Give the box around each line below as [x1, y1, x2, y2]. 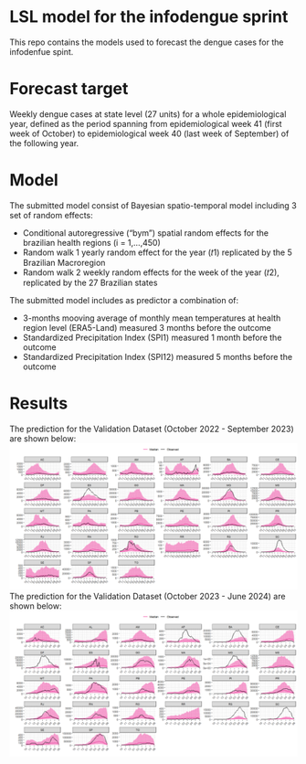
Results [9, 393, 69, 413]
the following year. [9, 137, 79, 148]
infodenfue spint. [9, 46, 74, 57]
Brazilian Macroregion [22, 257, 106, 268]
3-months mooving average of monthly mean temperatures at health [22, 313, 281, 324]
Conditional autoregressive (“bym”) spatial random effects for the [22, 227, 269, 239]
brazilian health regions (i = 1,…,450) [22, 237, 162, 248]
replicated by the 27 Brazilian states [22, 277, 158, 288]
